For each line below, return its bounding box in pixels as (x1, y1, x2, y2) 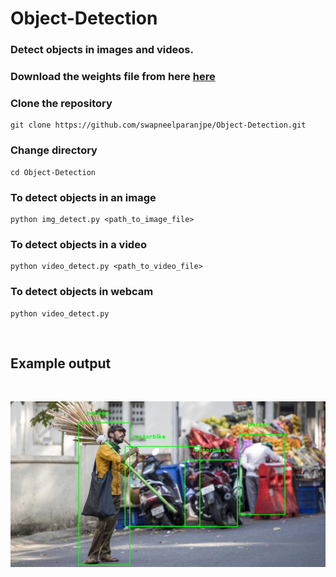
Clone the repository (10, 96, 113, 110)
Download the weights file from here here (10, 70, 216, 84)
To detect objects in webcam (10, 285, 154, 299)
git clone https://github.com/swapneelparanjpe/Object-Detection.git (10, 120, 307, 131)
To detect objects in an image (10, 190, 157, 204)
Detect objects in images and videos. (10, 43, 194, 57)
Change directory (10, 143, 98, 157)
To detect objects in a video (10, 237, 147, 251)
